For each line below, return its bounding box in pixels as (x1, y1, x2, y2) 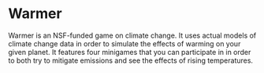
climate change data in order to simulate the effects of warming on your (8, 38, 241, 48)
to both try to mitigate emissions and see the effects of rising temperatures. (8, 56, 254, 65)
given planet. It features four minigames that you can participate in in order (8, 47, 251, 57)
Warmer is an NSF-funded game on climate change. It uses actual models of (8, 31, 257, 40)
